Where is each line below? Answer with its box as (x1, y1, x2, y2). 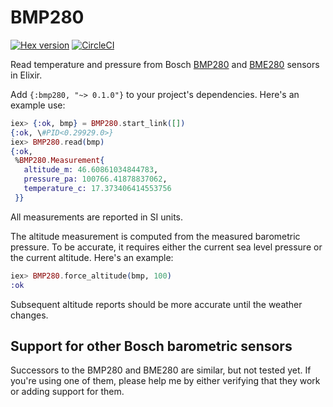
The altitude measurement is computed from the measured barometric (10, 230, 301, 242)
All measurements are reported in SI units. (10, 211, 183, 223)
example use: (10, 99, 66, 111)
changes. (10, 309, 49, 321)
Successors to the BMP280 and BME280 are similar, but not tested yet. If (10, 364, 312, 376)
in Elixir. (10, 69, 43, 81)
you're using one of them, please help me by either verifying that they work (10, 375, 321, 387)
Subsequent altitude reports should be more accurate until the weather (10, 298, 303, 310)
